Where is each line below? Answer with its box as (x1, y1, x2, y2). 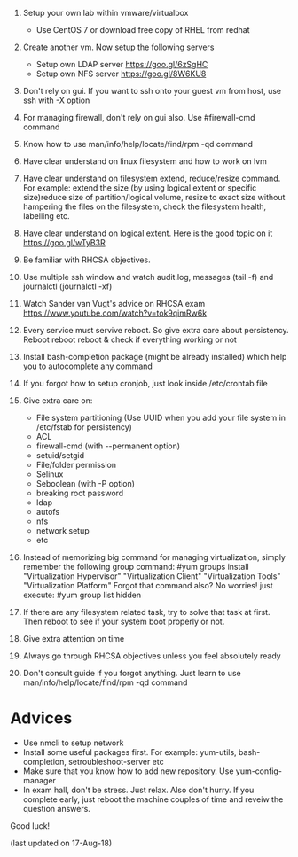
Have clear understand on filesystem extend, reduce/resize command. (22, 173, 281, 183)
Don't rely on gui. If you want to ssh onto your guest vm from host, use (22, 86, 282, 96)
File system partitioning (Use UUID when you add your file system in (35, 412, 286, 423)
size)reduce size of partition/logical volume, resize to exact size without (22, 192, 286, 202)
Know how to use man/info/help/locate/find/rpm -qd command (22, 139, 254, 149)
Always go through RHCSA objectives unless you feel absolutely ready (22, 651, 282, 661)
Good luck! (10, 820, 51, 831)
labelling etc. (22, 211, 70, 221)
